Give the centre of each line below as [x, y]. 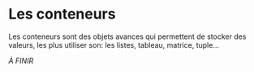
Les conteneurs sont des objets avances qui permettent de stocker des [127, 36]
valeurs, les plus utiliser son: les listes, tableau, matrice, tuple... [114, 44]
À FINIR [21, 61]
